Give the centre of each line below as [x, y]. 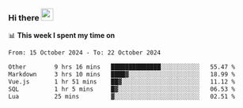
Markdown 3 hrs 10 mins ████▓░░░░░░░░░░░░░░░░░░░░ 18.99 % [122, 75]
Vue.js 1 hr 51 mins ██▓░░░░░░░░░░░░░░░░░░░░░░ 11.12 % [122, 82]
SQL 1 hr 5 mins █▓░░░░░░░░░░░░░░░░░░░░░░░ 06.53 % [122, 89]
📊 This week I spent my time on [62, 35]
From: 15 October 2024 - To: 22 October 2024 [84, 53]
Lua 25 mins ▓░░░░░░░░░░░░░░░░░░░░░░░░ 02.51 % [122, 96]
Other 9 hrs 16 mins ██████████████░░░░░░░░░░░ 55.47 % [122, 67]
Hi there [24, 17]
